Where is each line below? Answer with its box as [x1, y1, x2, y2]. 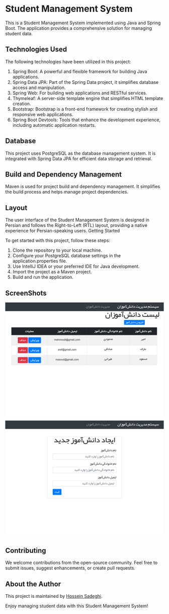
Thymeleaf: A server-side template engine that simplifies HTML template [12, 95, 163, 101]
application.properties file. [12, 258, 67, 264]
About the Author [5, 580, 61, 588]
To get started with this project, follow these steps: [5, 238, 111, 244]
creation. [12, 101, 31, 107]
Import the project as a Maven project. [12, 269, 92, 275]
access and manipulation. [12, 84, 66, 90]
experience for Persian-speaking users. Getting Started [5, 228, 120, 234]
